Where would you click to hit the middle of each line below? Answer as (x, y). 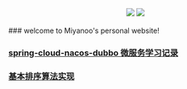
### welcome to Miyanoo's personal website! (84, 30)
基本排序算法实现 (42, 76)
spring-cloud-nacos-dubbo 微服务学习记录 (93, 53)
